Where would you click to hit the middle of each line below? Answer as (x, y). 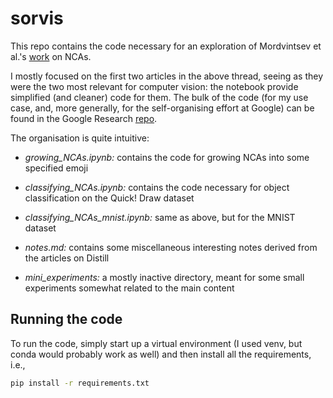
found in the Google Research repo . (84, 118)
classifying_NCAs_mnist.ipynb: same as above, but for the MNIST (160, 217)
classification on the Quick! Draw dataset (109, 198)
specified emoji (56, 168)
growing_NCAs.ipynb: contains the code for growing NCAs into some (167, 157)
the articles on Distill (67, 258)
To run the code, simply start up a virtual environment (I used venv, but (156, 343)
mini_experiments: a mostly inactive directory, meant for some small (164, 277)
